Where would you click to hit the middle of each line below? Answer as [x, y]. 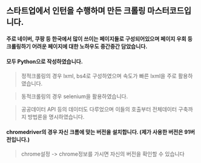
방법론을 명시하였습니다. [56, 117]
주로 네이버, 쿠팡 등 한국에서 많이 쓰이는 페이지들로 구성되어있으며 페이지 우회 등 [99, 39]
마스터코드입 [170, 11]
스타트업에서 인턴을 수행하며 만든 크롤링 [76, 11]
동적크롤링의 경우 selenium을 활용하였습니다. [74, 96]
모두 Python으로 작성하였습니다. [44, 61]
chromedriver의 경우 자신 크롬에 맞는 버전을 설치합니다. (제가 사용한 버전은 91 [98, 131]
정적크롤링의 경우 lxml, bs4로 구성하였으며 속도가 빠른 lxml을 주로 [99, 76]
